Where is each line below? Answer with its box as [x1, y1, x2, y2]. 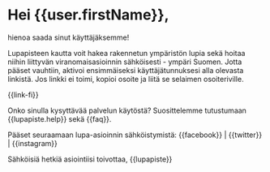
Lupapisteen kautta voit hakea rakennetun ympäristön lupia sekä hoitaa [7, 48, 246, 58]
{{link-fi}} [7, 89, 39, 99]
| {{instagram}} [7, 138, 58, 148]
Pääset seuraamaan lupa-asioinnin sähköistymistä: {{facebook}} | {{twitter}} [7, 130, 263, 140]
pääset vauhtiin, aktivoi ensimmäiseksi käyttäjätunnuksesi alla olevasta [7, 65, 244, 75]
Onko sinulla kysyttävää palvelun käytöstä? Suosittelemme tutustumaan [7, 105, 246, 115]
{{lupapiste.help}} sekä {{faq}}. [7, 114, 112, 123]
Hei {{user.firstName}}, [7, 6, 169, 24]
